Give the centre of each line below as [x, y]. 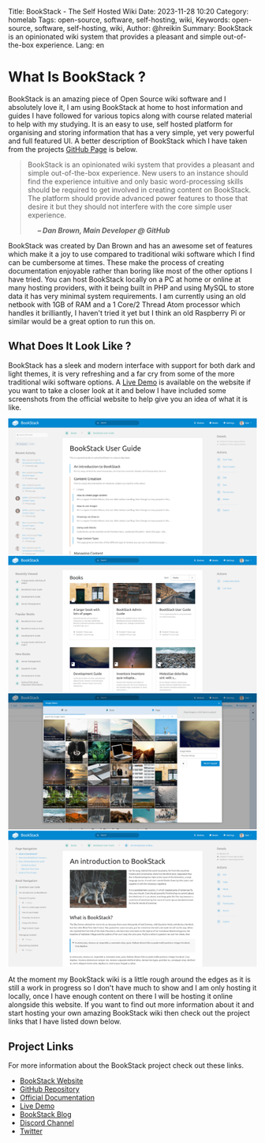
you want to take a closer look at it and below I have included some [117, 390]
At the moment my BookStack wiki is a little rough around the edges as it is [129, 979]
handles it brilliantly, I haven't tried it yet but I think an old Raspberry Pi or [127, 312]
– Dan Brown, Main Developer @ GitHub [104, 230]
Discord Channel [47, 1123]
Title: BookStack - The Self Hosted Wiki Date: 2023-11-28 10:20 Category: [129, 11]
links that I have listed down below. [65, 1022]
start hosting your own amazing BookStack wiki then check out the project [129, 1013]
